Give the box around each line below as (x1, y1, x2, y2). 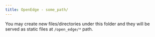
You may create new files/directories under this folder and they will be (5, 21, 150, 27)
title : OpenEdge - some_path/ (5, 7, 69, 12)
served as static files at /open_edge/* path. (5, 26, 93, 32)
